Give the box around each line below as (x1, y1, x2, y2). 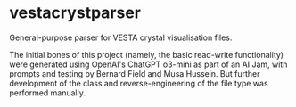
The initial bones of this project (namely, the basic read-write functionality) (9, 49, 284, 60)
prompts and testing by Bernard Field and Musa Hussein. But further (9, 68, 260, 78)
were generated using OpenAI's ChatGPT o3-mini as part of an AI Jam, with (9, 59, 288, 70)
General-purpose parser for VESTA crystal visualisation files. (9, 32, 233, 43)
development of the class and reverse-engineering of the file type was (9, 78, 269, 88)
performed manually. (9, 87, 86, 98)
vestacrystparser (9, 3, 141, 23)
